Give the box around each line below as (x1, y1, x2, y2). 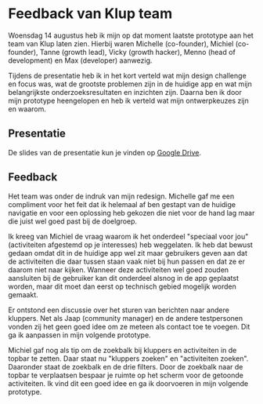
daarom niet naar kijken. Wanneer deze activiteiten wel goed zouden (8, 264, 229, 275)
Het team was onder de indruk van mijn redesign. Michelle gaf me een (8, 191, 235, 201)
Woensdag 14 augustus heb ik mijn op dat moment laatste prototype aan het (8, 31, 254, 40)
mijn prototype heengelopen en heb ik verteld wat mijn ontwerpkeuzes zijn (8, 96, 249, 105)
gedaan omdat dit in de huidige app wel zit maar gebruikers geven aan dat (8, 248, 248, 257)
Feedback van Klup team (8, 5, 173, 23)
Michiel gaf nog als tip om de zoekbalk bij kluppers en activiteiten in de (8, 345, 237, 355)
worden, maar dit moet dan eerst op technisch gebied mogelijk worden (8, 282, 237, 291)
